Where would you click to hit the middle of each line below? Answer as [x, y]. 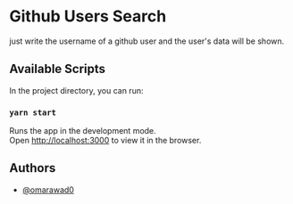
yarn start [33, 112]
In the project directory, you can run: [76, 90]
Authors [33, 168]
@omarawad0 [48, 190]
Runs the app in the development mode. [83, 131]
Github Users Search [88, 16]
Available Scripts [57, 69]
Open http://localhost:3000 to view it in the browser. [105, 141]
